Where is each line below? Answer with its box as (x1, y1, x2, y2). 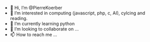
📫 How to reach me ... (10, 31, 57, 37)
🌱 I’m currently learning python (10, 20, 75, 26)
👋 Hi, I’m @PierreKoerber (10, 5, 62, 10)
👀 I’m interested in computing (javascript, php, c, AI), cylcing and (10, 10, 145, 16)
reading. (10, 15, 28, 21)
